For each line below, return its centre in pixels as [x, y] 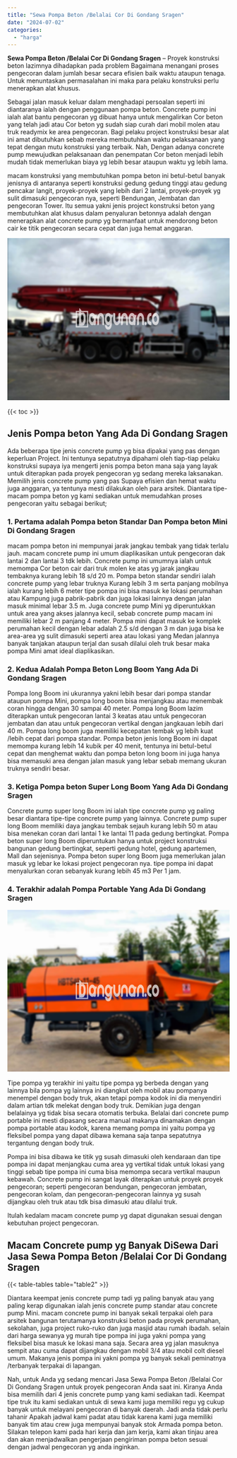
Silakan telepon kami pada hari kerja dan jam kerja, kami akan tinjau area [113, 1432]
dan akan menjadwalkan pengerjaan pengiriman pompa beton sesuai [108, 1440]
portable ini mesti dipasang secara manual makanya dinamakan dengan [111, 1121]
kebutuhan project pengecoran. [53, 1223]
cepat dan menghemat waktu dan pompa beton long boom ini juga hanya [114, 753]
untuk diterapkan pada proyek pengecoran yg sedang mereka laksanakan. [115, 473]
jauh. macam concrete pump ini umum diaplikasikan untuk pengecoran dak [116, 553]
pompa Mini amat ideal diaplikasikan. [61, 651]
